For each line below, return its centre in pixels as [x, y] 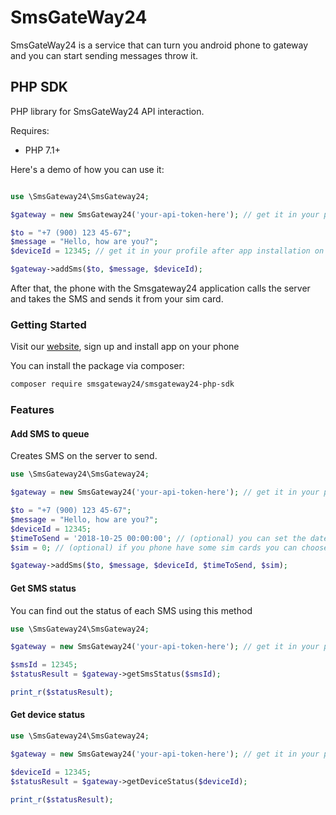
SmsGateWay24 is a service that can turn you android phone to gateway [159, 45]
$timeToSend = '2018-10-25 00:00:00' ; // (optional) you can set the [158, 538]
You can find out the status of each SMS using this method [131, 610]
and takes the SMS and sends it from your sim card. [117, 299]
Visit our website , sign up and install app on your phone [125, 347]
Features [32, 410]
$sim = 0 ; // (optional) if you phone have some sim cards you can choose [169, 547]
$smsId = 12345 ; [44, 665]
